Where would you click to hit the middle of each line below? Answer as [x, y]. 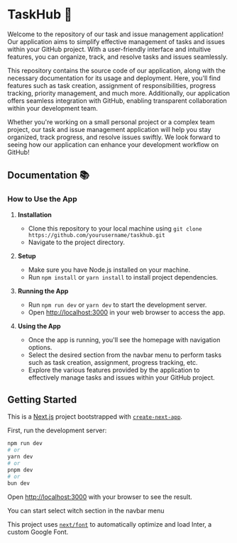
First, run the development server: [57, 430]
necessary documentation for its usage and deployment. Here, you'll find [114, 78]
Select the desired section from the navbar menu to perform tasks [125, 355]
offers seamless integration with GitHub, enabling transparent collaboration [117, 100]
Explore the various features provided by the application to [114, 370]
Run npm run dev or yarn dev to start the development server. [117, 305]
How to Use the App [42, 199]
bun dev [19, 483]
